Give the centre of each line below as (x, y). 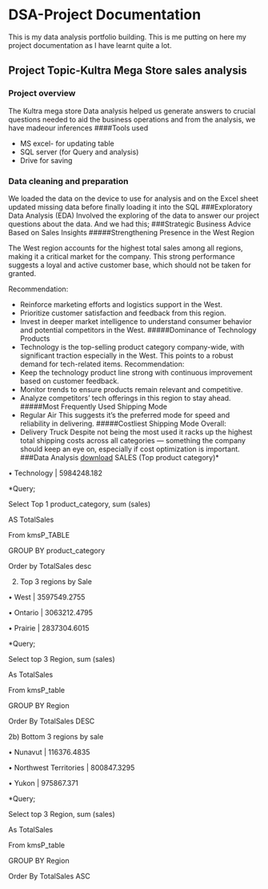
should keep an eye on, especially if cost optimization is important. (130, 449)
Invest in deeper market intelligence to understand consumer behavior (136, 321)
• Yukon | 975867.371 (43, 783)
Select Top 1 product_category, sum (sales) (80, 504)
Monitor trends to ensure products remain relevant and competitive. (131, 389)
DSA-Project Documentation (105, 15)
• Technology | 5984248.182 (55, 473)
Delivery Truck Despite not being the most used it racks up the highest (136, 432)
